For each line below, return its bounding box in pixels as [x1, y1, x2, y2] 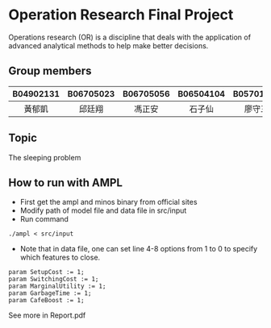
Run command [19, 214, 69, 224]
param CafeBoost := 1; [8, 297, 85, 305]
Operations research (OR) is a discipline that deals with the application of [8, 32, 252, 42]
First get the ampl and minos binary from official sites [19, 197, 198, 207]
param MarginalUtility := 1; [8, 282, 106, 291]
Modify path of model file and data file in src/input [19, 206, 187, 215]
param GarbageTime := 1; [8, 289, 92, 297]
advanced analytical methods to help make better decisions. [8, 40, 209, 50]
